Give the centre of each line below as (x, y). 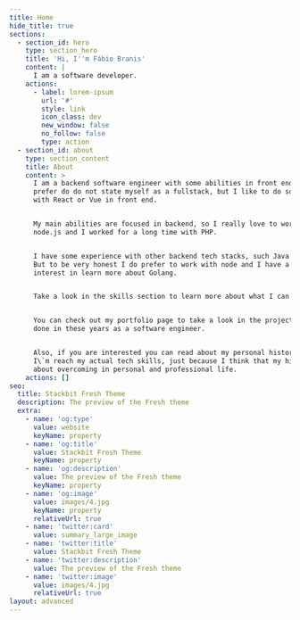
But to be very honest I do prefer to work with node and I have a (161, 264)
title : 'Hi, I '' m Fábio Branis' (85, 59)
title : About (50, 167)
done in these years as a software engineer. (119, 329)
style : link (64, 109)
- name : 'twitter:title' (71, 544)
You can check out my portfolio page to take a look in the (147, 321)
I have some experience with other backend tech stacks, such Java (161, 256)
